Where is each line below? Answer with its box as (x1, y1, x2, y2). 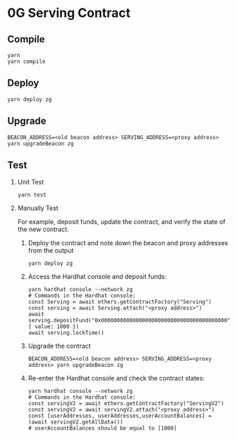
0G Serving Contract (7, 5, 131, 21)
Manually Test (17, 204, 59, 213)
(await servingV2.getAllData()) (28, 418, 123, 426)
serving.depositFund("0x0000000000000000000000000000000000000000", (28, 317, 234, 324)
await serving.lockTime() (28, 329, 104, 336)
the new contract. (17, 225, 69, 234)
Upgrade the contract (28, 341, 91, 351)
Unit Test (17, 178, 44, 187)
